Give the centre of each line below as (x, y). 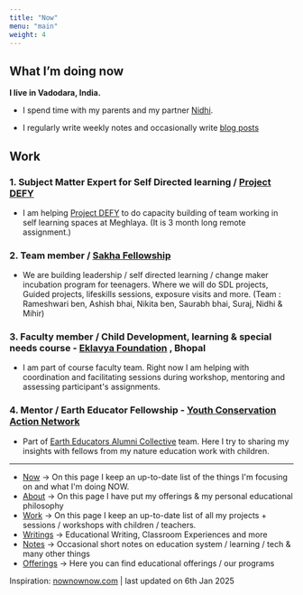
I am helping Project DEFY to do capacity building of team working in (150, 212)
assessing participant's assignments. (91, 387)
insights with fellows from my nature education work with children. (146, 451)
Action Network (45, 422)
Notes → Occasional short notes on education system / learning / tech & (156, 544)
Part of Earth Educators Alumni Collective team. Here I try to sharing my (156, 441)
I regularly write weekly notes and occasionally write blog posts (141, 128)
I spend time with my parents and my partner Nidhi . (118, 110)
